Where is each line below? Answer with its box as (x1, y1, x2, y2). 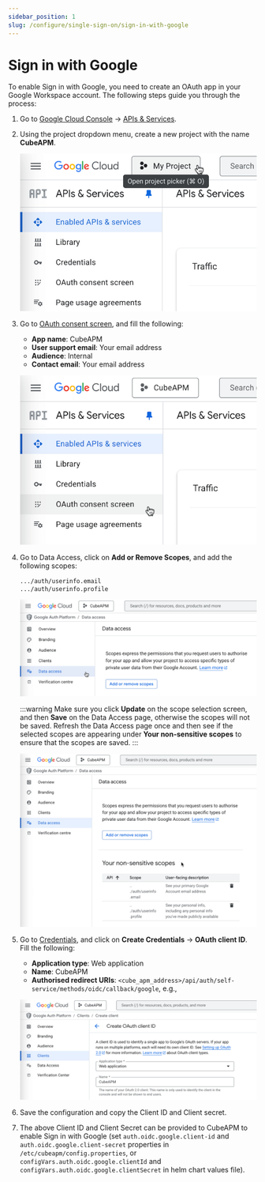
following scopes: (19, 561, 77, 570)
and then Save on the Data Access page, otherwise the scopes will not (19, 713, 250, 722)
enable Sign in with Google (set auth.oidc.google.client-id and (19, 1131, 230, 1141)
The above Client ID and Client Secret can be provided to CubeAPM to (19, 1123, 248, 1133)
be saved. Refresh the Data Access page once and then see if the (19, 721, 233, 731)
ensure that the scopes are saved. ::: (19, 738, 139, 747)
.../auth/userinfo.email (19, 577, 102, 585)
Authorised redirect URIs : (31, 975, 117, 984)
